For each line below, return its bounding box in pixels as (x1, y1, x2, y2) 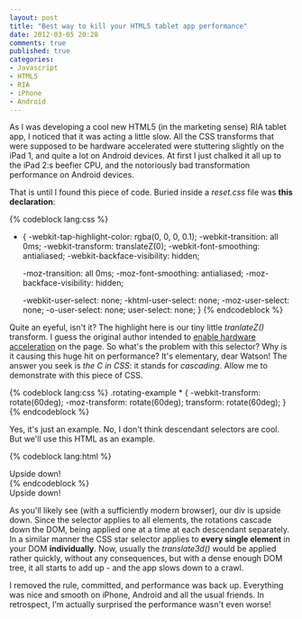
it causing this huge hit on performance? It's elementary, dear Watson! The (9, 350, 288, 361)
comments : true (9, 38, 67, 48)
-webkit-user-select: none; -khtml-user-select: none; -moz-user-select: (22, 295, 290, 306)
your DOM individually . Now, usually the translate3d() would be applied (9, 543, 277, 554)
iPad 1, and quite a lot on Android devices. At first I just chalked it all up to (9, 150, 282, 161)
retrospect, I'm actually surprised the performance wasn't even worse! (9, 599, 272, 610)
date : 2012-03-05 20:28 (9, 30, 99, 39)
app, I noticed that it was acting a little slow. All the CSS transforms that (9, 132, 275, 142)
